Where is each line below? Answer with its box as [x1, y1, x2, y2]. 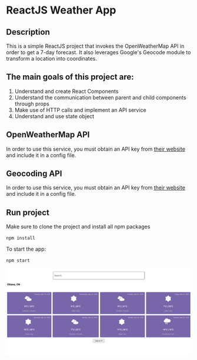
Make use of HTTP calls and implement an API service [14, 106, 146, 114]
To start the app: [6, 245, 46, 253]
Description [6, 27, 50, 37]
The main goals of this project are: [6, 72, 134, 82]
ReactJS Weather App [6, 4, 116, 17]
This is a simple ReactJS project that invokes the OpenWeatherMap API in [6, 42, 185, 49]
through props [14, 100, 50, 107]
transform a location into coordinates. [6, 55, 97, 62]
